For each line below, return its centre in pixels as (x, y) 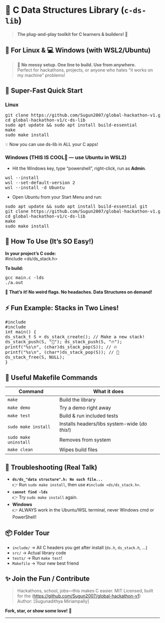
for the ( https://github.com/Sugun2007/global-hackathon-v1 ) (79, 596)
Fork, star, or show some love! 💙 (39, 611)
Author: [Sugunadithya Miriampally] (53, 601)
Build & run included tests (89, 416)
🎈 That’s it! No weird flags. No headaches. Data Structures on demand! (79, 292)
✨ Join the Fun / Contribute (47, 579)
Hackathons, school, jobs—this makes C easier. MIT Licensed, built (85, 590)
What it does (108, 392)
